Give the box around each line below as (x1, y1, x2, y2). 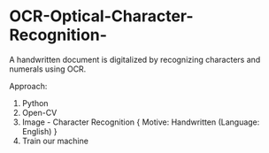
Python (21, 97, 49, 108)
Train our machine (21, 135, 88, 146)
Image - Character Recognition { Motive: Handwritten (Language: (21, 117, 260, 127)
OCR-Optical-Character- (9, 6, 194, 27)
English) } (21, 126, 58, 136)
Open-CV (21, 107, 58, 118)
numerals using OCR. (9, 64, 87, 74)
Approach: (9, 80, 48, 91)
